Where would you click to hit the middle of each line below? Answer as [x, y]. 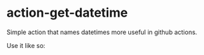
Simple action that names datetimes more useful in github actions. [102, 32]
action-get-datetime [67, 13]
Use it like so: [26, 45]
